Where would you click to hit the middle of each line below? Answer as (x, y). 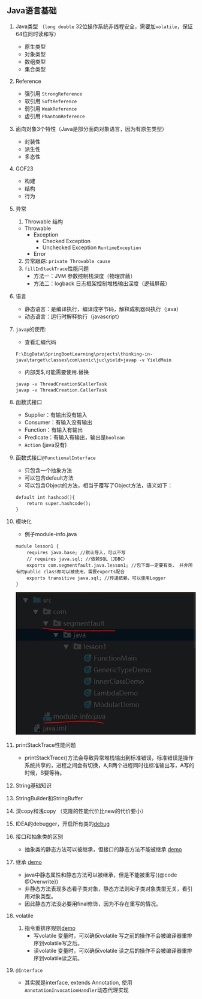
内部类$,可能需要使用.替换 (57, 372)
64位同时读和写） (37, 34)
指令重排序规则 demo (50, 928)
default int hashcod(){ (45, 497)
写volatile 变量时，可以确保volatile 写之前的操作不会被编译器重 (110, 935)
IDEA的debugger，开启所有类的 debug (63, 824)
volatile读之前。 (64, 958)
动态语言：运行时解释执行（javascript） (73, 316)
